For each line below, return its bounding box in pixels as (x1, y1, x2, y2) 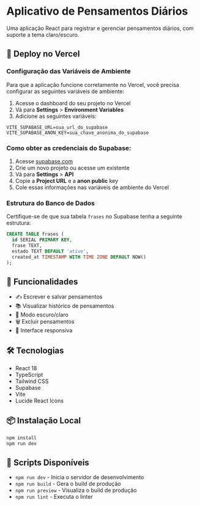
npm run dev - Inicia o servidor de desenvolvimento (15, 474, 144, 481)
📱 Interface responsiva (15, 327, 73, 334)
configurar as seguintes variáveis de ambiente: (6, 87, 125, 95)
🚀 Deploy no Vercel (6, 49, 80, 59)
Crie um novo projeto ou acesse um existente (15, 164, 130, 171)
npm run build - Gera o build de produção (15, 480, 121, 488)
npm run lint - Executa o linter (15, 493, 93, 500)
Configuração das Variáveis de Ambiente (6, 67, 131, 76)
